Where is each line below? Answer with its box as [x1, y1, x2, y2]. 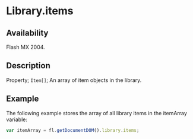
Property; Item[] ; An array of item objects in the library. [6, 76, 142, 84]
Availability [6, 28, 49, 38]
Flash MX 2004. [6, 43, 46, 50]
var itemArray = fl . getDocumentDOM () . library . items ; [6, 127, 140, 133]
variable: [6, 116, 28, 123]
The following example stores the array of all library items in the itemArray [6, 109, 187, 116]
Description [6, 61, 50, 71]
